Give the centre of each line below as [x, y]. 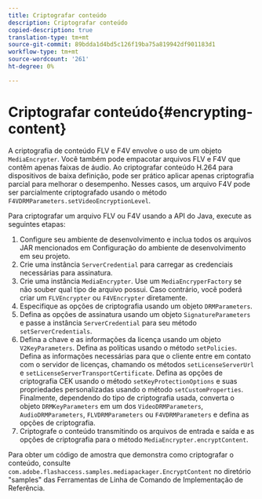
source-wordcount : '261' [49, 60]
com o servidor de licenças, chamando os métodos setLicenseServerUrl [137, 364]
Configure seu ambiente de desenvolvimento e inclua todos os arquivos [135, 239]
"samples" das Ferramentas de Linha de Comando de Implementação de [126, 479]
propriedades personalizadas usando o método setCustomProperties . [131, 389]
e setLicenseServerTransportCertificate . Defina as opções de [121, 373]
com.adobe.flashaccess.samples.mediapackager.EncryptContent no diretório [129, 471]
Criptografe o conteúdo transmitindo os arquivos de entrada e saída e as [137, 431]
